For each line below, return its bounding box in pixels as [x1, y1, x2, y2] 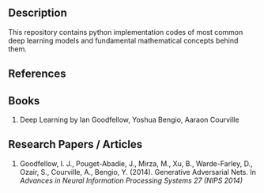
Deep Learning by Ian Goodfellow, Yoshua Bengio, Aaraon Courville [19, 115, 239, 125]
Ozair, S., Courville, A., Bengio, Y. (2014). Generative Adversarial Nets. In [19, 167, 257, 176]
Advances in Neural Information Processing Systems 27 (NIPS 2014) [19, 176, 243, 185]
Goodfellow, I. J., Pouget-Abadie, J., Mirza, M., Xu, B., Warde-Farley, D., [19, 158, 253, 168]
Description [8, 6, 67, 20]
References [8, 67, 66, 81]
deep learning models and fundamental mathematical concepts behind [8, 36, 239, 45]
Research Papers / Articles [8, 138, 143, 151]
